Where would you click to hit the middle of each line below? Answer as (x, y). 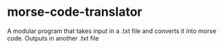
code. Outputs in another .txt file (53, 38)
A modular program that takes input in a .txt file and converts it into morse (112, 31)
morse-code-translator (75, 12)
